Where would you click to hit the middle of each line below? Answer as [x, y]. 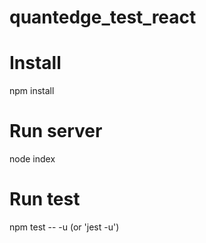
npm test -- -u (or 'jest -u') [64, 227]
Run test [45, 199]
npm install [32, 91]
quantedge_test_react [103, 17]
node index [32, 159]
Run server [56, 131]
